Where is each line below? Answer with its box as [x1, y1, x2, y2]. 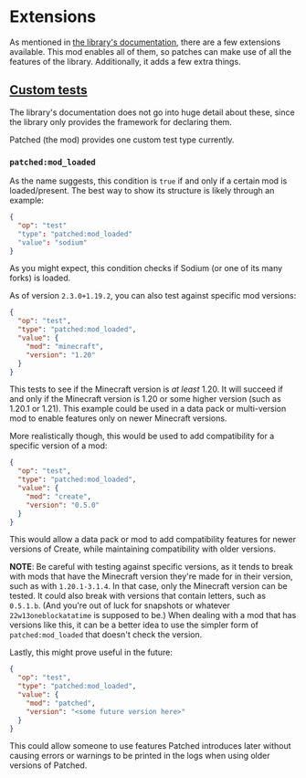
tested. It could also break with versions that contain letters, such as [9, 591, 267, 602]
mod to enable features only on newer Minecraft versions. [9, 413, 227, 424]
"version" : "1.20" [26, 350, 96, 360]
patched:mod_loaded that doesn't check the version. [9, 629, 203, 640]
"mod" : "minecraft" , [26, 342, 104, 351]
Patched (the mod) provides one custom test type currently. [9, 134, 235, 145]
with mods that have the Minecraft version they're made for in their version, [9, 571, 294, 582]
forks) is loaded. [9, 272, 71, 284]
